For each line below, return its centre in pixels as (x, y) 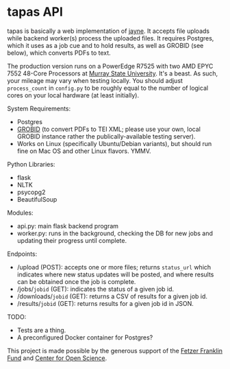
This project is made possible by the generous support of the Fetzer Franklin (115, 350)
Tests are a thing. (41, 330)
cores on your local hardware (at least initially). (73, 95)
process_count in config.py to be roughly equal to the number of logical (108, 88)
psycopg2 (31, 192)
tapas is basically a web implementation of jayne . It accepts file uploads (108, 31)
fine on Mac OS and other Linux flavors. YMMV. (84, 151)
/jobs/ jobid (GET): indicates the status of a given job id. (95, 289)
